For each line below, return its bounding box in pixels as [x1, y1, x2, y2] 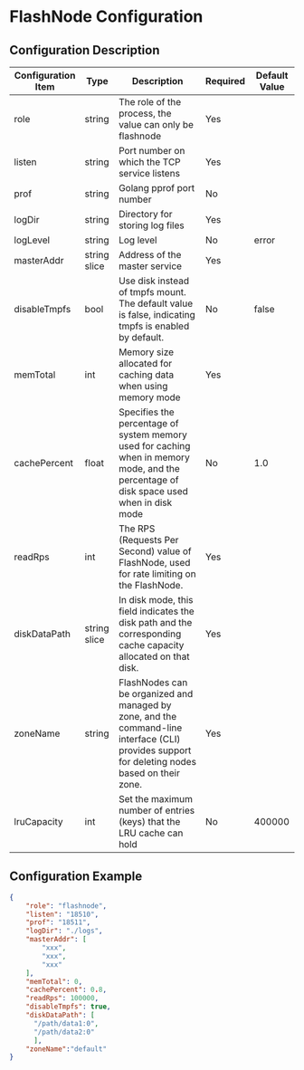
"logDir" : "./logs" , [25, 926, 103, 936]
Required [204, 75, 246, 87]
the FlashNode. [119, 579, 184, 591]
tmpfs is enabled [119, 320, 190, 332]
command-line [119, 721, 183, 734]
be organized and [119, 688, 194, 700]
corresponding [119, 627, 182, 640]
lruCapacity [14, 816, 63, 827]
